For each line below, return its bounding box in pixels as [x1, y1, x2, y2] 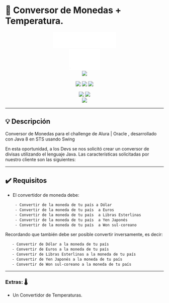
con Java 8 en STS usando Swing [5, 136, 75, 142]
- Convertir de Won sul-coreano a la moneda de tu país [12, 262, 132, 267]
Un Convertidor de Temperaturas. [12, 292, 82, 298]
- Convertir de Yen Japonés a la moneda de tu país [12, 257, 123, 262]
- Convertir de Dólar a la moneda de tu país [12, 242, 109, 247]
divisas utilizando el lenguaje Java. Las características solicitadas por [5, 151, 149, 157]
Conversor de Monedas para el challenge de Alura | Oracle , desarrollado [5, 130, 157, 136]
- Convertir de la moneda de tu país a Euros [15, 207, 114, 213]
